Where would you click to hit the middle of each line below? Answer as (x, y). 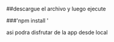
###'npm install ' (27, 20)
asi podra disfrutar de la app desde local (57, 32)
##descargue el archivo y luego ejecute (56, 9)
